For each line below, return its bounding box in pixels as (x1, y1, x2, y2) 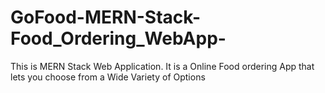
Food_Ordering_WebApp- (10, 27, 227, 50)
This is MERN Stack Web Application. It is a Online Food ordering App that (10, 60, 315, 72)
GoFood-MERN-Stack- (10, 6, 202, 29)
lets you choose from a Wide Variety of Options (10, 71, 206, 83)
